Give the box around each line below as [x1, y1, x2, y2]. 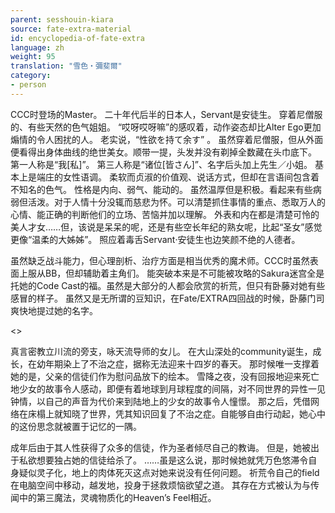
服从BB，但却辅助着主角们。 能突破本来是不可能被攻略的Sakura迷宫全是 [27, 267, 325, 279]
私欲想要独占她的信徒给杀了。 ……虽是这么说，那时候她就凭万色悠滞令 [18, 454, 309, 466]
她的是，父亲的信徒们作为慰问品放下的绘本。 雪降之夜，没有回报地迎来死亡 [10, 370, 320, 382]
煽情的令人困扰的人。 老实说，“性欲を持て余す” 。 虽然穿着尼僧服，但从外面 [10, 133, 324, 145]
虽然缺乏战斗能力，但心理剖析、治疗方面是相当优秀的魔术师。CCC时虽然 [10, 254, 310, 266]
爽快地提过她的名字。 [10, 304, 98, 316]
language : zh [10, 42, 65, 53]
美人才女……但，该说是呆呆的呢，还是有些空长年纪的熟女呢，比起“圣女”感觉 [10, 221, 323, 233]
